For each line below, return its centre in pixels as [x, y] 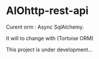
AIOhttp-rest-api [47, 11]
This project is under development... [49, 49]
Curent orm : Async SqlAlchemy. [45, 27]
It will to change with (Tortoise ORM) [50, 38]
